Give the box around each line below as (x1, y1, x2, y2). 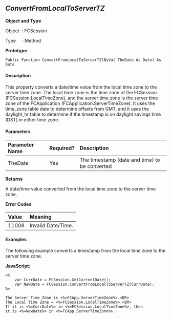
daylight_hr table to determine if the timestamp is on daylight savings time (5, 111, 161, 117)
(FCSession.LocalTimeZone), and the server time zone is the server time (5, 95, 159, 101)
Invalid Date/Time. (29, 222, 73, 229)
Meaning (29, 214, 52, 221)
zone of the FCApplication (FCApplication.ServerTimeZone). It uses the (5, 100, 155, 107)
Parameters (5, 128, 31, 135)
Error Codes (5, 201, 32, 207)
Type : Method (5, 37, 41, 44)
